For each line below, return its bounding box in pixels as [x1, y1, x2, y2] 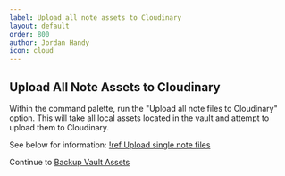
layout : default [9, 21, 70, 30]
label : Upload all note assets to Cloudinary [9, 13, 181, 22]
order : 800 [9, 29, 50, 38]
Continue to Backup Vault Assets [9, 156, 130, 167]
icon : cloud [9, 46, 54, 55]
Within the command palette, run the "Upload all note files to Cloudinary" [9, 103, 279, 113]
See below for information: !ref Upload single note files [9, 139, 211, 150]
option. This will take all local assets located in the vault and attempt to [9, 113, 270, 123]
